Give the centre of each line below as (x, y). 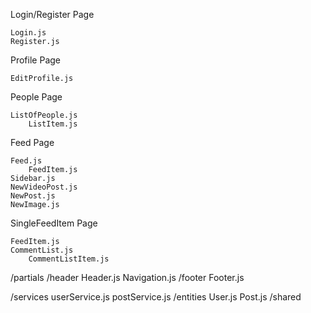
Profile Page (35, 60)
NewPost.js (33, 196)
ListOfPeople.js (44, 115)
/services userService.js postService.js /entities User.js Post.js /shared (156, 297)
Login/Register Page (52, 14)
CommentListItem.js (69, 259)
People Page (36, 97)
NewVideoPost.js (44, 187)
